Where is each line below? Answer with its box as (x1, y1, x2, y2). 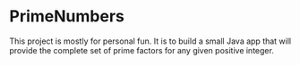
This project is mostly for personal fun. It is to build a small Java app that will (9, 36, 292, 46)
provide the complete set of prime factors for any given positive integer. (9, 45, 275, 55)
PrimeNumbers (9, 6, 125, 27)
